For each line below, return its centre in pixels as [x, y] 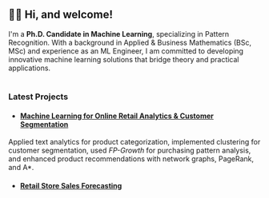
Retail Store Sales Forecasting [71, 185]
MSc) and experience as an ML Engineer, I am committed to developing [126, 51]
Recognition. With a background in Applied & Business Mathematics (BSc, [130, 42]
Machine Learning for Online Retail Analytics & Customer [116, 116]
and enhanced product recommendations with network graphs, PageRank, [131, 159]
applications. [29, 68]
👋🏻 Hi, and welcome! [61, 15]
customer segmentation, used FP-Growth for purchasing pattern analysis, [130, 150]
